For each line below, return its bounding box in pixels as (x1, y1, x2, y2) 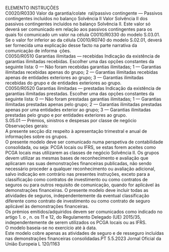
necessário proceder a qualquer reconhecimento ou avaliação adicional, (5, 166, 155, 172)
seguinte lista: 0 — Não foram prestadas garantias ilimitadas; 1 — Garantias (5, 96, 161, 102)
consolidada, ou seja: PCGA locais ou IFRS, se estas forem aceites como (5, 144, 156, 150)
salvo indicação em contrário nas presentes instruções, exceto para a (5, 171, 150, 177)
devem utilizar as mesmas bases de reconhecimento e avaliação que (5, 155, 149, 161)
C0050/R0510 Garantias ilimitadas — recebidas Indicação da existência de (5, 53, 160, 59)
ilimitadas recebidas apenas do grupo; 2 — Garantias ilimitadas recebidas (5, 69, 158, 75)
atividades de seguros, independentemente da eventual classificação (5, 192, 150, 198)
